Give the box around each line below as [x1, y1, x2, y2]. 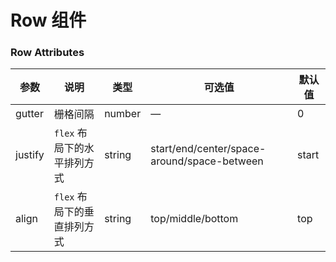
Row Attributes [10, 46, 85, 60]
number [104, 107, 142, 121]
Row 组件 [10, 9, 87, 32]
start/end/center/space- [150, 142, 267, 156]
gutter [15, 107, 44, 121]
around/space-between [150, 154, 264, 168]
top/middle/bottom [150, 212, 239, 226]
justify [15, 148, 45, 162]
